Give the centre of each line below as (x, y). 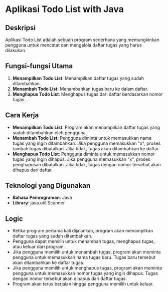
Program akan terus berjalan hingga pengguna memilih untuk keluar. (83, 284)
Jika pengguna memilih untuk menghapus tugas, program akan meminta (87, 268)
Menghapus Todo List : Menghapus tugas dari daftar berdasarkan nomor (88, 94)
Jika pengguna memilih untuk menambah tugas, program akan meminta (87, 252)
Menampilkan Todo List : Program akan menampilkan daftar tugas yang (86, 127)
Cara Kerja (22, 115)
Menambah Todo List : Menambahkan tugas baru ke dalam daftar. (80, 89)
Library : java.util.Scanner (39, 203)
